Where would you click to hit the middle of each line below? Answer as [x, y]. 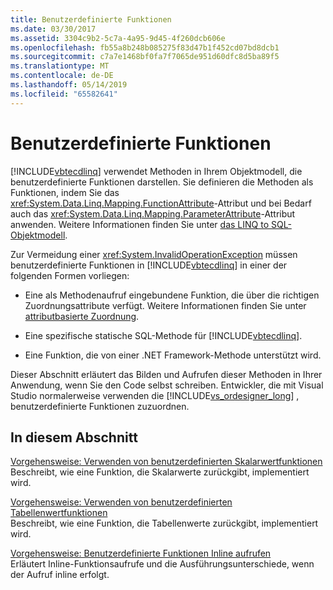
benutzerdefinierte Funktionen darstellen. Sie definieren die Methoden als [162, 182]
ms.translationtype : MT [60, 66]
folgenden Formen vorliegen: [70, 275]
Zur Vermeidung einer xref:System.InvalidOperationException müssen [154, 254]
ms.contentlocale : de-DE [62, 76]
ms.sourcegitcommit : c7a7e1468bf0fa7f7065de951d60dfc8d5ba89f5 [145, 57]
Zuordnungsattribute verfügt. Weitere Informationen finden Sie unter [165, 305]
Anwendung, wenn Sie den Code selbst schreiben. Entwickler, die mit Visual [167, 385]
